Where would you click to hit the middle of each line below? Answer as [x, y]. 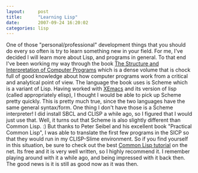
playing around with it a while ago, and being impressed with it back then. [96, 158]
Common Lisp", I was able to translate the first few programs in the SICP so [98, 133]
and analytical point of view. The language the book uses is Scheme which [97, 83]
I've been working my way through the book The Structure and [83, 64]
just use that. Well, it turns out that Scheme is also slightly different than [93, 120]
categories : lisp [27, 28]
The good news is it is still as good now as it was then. [72, 164]
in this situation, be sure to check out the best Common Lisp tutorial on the [97, 145]
